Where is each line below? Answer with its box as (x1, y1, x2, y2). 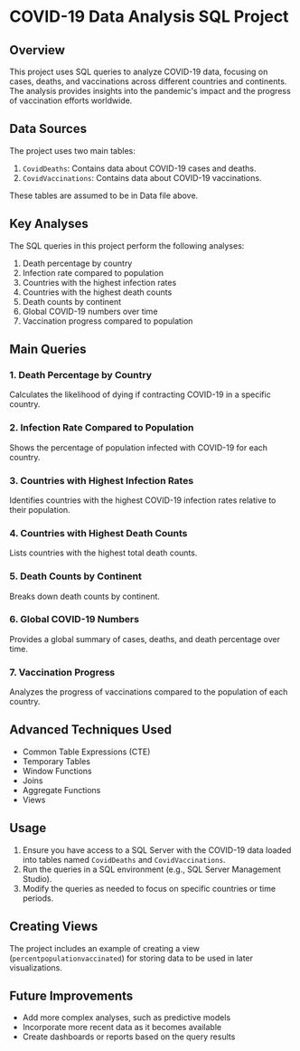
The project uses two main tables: (9, 145, 136, 156)
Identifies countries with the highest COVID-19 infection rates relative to (9, 495, 277, 506)
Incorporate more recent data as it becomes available (22, 1022, 222, 1033)
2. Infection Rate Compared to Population (9, 421, 194, 434)
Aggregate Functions (22, 784, 101, 795)
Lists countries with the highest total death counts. (9, 547, 198, 558)
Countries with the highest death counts (22, 287, 173, 298)
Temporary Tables (22, 755, 90, 766)
